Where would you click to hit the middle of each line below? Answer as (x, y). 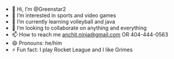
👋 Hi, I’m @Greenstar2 (39, 9)
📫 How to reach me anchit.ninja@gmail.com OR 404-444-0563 (90, 35)
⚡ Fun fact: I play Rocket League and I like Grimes (72, 50)
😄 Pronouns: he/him (37, 43)
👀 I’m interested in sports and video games (64, 15)
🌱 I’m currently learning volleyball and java (63, 22)
